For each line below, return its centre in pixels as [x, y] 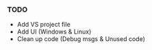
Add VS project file [43, 25]
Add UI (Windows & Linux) [54, 32]
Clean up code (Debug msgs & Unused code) [81, 39]
